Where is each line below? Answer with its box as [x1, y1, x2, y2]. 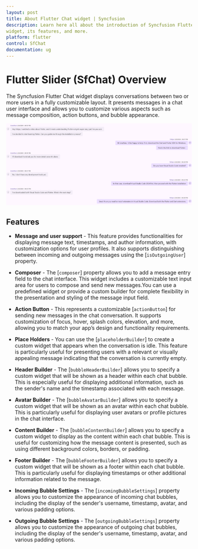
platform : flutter [6, 34, 51, 41]
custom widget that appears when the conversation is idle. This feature [14, 342, 187, 349]
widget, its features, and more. [6, 28, 88, 34]
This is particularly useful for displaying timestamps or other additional [14, 469, 186, 476]
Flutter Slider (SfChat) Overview [6, 73, 167, 87]
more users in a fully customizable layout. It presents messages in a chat [6, 99, 183, 106]
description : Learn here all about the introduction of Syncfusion [6, 22, 176, 28]
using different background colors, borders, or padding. [14, 446, 150, 453]
